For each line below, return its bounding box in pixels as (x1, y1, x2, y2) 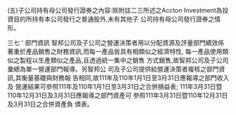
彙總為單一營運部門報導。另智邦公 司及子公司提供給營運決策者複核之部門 (7, 65, 219, 73)
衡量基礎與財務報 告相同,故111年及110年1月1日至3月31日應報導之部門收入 (21, 74, 230, 82)
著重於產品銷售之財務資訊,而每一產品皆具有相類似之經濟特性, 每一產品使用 (7, 48, 223, 55)
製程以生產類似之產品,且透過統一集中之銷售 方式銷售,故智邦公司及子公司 (19, 56, 229, 65)
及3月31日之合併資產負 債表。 (7, 100, 94, 108)
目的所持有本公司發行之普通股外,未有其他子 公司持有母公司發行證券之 (13, 15, 215, 23)
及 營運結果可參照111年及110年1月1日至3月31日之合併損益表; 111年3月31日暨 (7, 83, 223, 90)
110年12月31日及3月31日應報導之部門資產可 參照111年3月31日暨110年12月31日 (7, 91, 228, 100)
